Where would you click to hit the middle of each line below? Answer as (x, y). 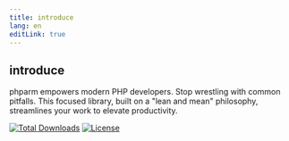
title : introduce (42, 17)
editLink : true (38, 34)
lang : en (25, 26)
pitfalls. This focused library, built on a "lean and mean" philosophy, (134, 101)
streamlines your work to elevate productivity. (93, 111)
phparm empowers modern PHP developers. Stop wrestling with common (145, 92)
